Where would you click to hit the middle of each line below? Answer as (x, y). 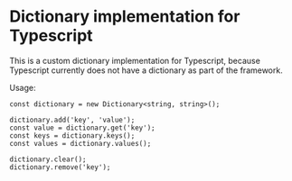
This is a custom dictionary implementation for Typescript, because (135, 60)
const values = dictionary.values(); (80, 143)
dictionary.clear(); (48, 159)
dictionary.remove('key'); (60, 167)
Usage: (23, 87)
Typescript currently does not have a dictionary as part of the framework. (146, 70)
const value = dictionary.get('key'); (82, 128)
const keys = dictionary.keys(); (72, 136)
